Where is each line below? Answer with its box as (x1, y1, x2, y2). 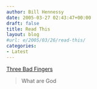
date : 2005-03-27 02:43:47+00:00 (6, 15, 92, 21)
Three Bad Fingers (6, 65, 53, 73)
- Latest (6, 49, 29, 55)
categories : (6, 43, 37, 49)
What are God (21, 77, 57, 84)
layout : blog (6, 32, 40, 38)
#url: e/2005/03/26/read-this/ (6, 37, 86, 43)
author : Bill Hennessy (6, 9, 64, 15)
